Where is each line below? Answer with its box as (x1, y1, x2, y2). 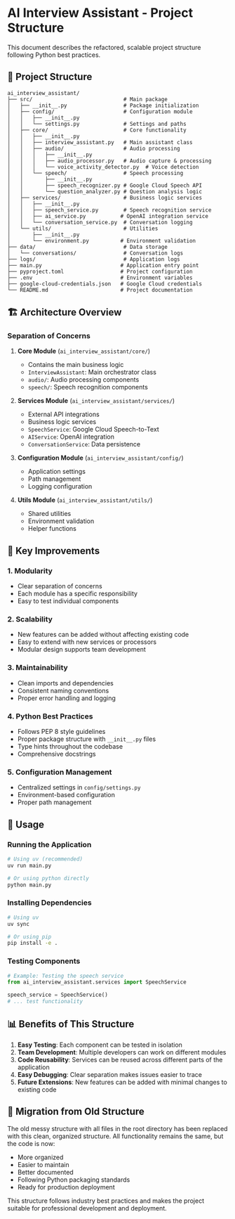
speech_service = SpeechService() (7, 991, 109, 999)
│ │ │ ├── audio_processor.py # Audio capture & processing (7, 157, 212, 165)
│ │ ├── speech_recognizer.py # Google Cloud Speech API (7, 181, 202, 189)
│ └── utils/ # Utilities (7, 225, 159, 232)
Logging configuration (27, 482, 93, 491)
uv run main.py (7, 862, 52, 869)
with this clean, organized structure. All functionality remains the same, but (7, 1132, 224, 1140)
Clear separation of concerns (17, 582, 103, 591)
